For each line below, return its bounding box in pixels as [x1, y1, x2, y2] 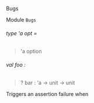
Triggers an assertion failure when [6, 91, 89, 98]
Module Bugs [6, 16, 37, 23]
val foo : [6, 61, 26, 68]
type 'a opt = [6, 29, 37, 37]
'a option [20, 48, 42, 55]
